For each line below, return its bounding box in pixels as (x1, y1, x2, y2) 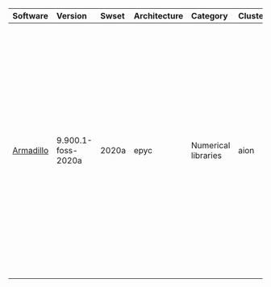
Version (56, 10, 87, 21)
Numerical (190, 140, 231, 151)
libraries (190, 150, 222, 160)
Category (190, 10, 228, 21)
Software (12, 10, 48, 21)
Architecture (133, 10, 184, 21)
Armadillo (12, 145, 49, 156)
